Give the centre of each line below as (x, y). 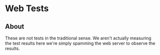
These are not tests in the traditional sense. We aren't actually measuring (78, 38)
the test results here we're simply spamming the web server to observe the (80, 43)
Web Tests (27, 9)
